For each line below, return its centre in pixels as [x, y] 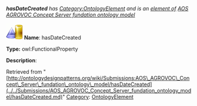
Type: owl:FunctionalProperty [42, 49]
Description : [21, 60]
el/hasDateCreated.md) [34, 97]
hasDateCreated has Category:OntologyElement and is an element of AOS [97, 9]
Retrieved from [24, 72]
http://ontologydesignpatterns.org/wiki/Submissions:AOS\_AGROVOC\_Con [99, 78]
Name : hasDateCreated [52, 37]
